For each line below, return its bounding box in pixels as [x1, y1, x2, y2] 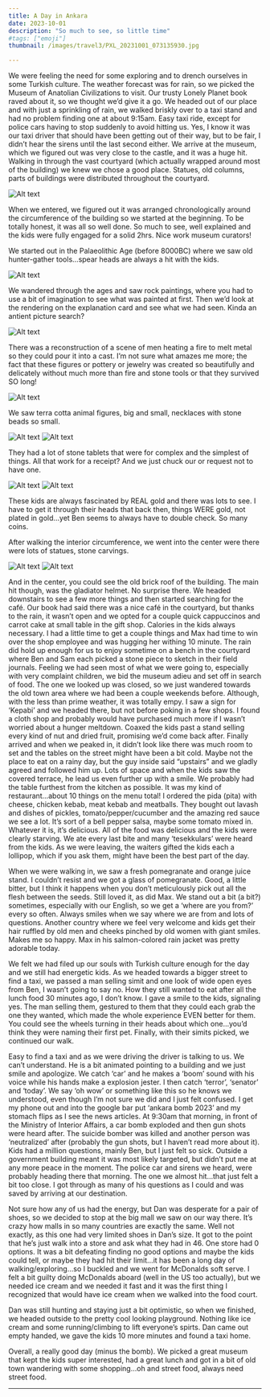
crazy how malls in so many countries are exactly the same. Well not [8, 1221, 235, 1231]
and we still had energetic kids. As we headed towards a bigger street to [8, 968, 247, 977]
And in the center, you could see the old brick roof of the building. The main [8, 577, 260, 587]
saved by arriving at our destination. [8, 1188, 128, 1198]
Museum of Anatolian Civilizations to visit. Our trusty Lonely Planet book [8, 88, 247, 97]
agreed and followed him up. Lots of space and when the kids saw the [8, 766, 241, 775]
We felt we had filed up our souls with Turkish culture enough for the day [8, 959, 250, 969]
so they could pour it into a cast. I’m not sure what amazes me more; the [8, 351, 247, 361]
